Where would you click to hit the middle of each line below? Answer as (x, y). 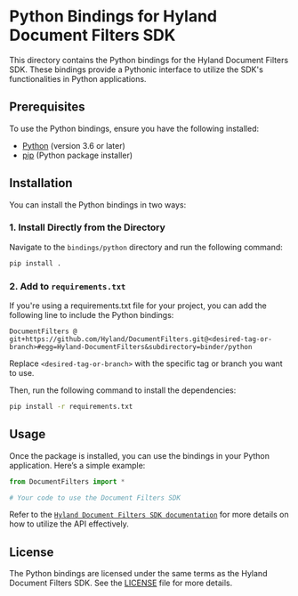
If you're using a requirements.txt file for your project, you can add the (138, 306)
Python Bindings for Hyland (113, 16)
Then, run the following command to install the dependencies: (123, 390)
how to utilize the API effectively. (69, 524)
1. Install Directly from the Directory (88, 227)
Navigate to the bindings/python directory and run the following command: (146, 247)
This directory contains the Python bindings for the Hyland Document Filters (149, 60)
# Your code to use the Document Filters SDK (95, 498)
